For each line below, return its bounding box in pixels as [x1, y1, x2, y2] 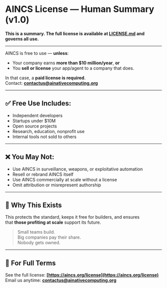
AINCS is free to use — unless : [5, 50, 69, 56]
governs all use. [5, 36, 39, 42]
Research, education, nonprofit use [12, 128, 85, 134]
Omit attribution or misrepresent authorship [12, 182, 101, 188]
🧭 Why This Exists [5, 201, 62, 209]
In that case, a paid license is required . [5, 75, 86, 81]
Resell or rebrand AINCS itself [12, 171, 74, 177]
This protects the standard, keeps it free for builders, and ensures [5, 214, 140, 220]
